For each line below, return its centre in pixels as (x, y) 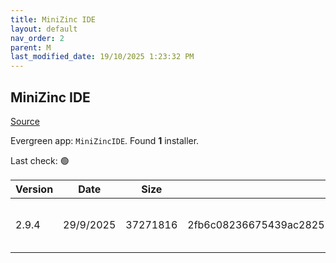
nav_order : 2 (37, 38)
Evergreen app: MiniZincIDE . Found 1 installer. (105, 140)
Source (25, 121)
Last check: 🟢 (40, 160)
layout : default (44, 29)
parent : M (31, 47)
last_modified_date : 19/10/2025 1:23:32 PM (102, 57)
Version (34, 189)
